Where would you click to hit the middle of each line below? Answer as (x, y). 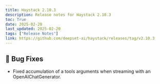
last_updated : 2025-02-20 (33, 29)
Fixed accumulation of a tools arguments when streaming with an (82, 71)
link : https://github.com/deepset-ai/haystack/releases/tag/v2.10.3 (80, 39)
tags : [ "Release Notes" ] (32, 34)
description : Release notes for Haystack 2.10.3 (58, 15)
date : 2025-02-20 (24, 24)
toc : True (16, 19)
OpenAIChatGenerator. (37, 76)
